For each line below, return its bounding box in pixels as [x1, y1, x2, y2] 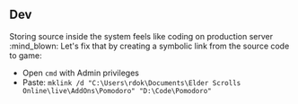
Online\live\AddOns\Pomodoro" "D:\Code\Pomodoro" [22, 86, 213, 95]
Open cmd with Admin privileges [22, 67, 139, 78]
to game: [9, 49, 42, 61]
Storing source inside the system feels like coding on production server [9, 30, 274, 41]
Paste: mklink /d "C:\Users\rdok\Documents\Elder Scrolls [22, 76, 241, 88]
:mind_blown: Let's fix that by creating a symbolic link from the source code [9, 40, 290, 51]
